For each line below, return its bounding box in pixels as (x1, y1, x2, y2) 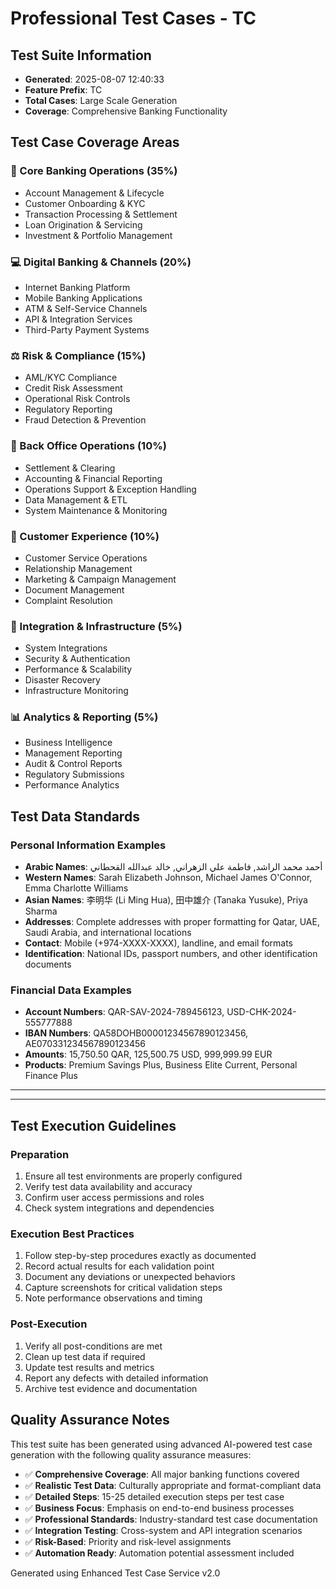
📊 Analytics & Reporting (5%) (10, 710, 159, 724)
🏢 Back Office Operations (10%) (10, 439, 167, 453)
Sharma (24, 905, 58, 917)
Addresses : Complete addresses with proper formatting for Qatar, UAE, (24, 916, 320, 928)
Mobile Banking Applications (24, 292, 143, 304)
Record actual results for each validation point (24, 1260, 215, 1272)
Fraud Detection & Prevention (24, 414, 147, 426)
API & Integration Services (24, 313, 133, 325)
